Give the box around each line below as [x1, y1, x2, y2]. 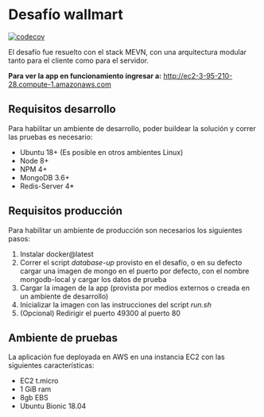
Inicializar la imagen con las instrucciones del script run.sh [19, 299, 212, 309]
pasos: [8, 234, 30, 243]
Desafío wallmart [8, 6, 123, 24]
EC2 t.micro [19, 376, 59, 386]
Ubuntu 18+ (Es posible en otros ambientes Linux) [19, 147, 184, 156]
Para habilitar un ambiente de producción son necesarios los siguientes [8, 225, 243, 235]
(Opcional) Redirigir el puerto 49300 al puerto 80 [19, 308, 181, 318]
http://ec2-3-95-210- [162, 71, 233, 80]
